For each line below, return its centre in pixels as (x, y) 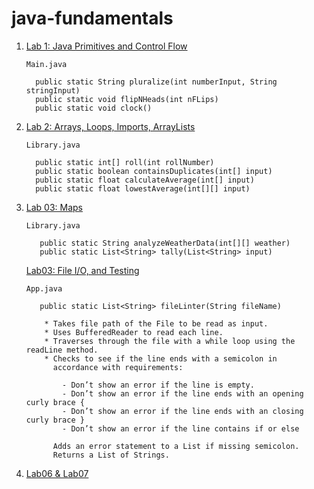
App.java (44, 288)
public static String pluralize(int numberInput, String (156, 82)
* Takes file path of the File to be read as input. (156, 323)
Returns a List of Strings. (111, 455)
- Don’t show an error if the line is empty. (158, 385)
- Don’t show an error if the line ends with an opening (183, 393)
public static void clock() (94, 108)
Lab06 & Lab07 (57, 473)
